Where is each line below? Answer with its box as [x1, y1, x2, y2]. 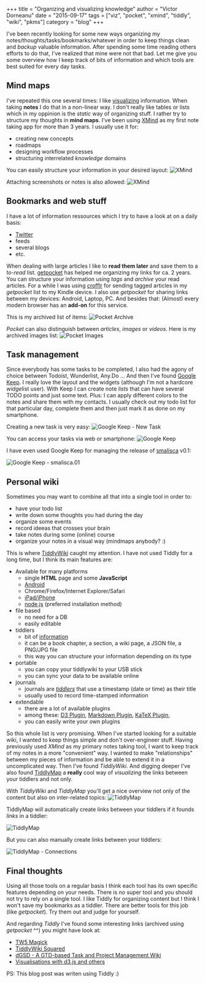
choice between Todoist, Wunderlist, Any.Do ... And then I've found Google [6, 372, 196, 379]
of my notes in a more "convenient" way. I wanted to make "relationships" [6, 749, 193, 757]
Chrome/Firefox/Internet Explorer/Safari [24, 588, 125, 595]
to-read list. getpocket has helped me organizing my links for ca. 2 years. [6, 268, 192, 276]
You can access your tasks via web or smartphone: [6, 435, 136, 443]
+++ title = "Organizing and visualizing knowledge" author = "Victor [6, 6, 178, 12]
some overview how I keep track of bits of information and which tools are [6, 56, 194, 63]
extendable [15, 698, 44, 705]
